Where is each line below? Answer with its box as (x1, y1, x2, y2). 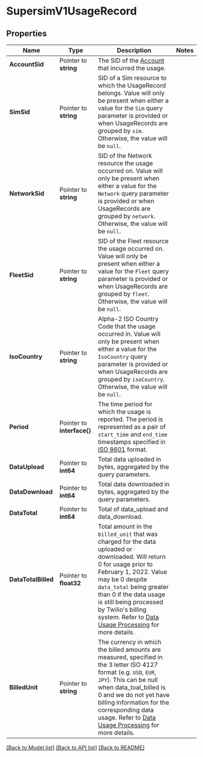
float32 (59, 579, 82, 587)
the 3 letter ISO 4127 (97, 660, 158, 669)
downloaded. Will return (97, 553, 166, 561)
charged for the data (97, 538, 156, 546)
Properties (6, 28, 47, 39)
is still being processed (97, 598, 164, 606)
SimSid (9, 108, 30, 116)
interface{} (59, 427, 92, 434)
